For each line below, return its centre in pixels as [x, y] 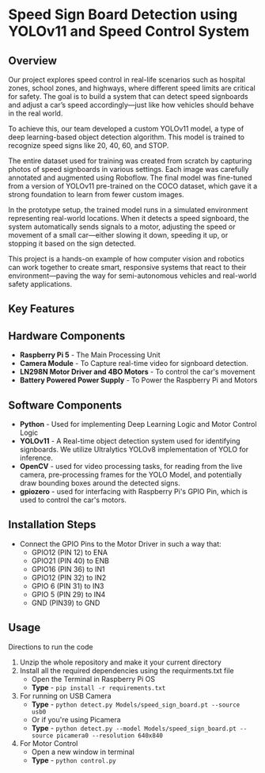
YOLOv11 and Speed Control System [129, 31]
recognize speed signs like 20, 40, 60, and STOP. [89, 145]
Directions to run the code [51, 646]
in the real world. [36, 113]
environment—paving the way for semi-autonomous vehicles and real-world [132, 276]
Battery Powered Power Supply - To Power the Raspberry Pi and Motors [138, 380]
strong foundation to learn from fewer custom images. [96, 194]
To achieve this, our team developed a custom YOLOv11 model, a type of [126, 129]
